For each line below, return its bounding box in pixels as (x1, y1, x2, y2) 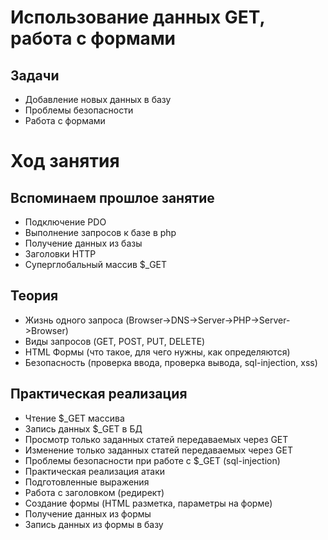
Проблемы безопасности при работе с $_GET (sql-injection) (24, 454, 281, 466)
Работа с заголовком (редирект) (24, 486, 165, 498)
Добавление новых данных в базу (24, 94, 172, 105)
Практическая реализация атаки (24, 465, 166, 477)
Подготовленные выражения (24, 476, 150, 488)
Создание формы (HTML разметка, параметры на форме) (24, 497, 273, 509)
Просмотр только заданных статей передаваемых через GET (24, 433, 289, 445)
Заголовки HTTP (24, 248, 97, 260)
